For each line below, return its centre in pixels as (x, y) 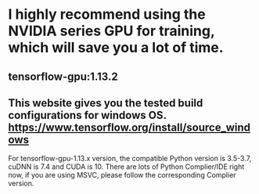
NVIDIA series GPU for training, (112, 31)
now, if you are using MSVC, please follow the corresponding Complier (122, 175)
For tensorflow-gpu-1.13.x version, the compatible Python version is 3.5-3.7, (130, 159)
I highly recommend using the (107, 14)
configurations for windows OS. (87, 115)
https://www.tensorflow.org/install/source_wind (129, 127)
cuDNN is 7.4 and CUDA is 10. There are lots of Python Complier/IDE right (126, 167)
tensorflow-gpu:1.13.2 (63, 76)
